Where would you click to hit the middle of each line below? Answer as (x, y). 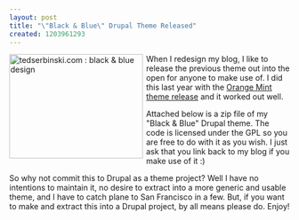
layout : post (33, 17)
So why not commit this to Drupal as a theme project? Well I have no (134, 178)
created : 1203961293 (48, 34)
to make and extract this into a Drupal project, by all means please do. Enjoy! (149, 207)
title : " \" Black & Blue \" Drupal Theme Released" (103, 26)
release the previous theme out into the (218, 68)
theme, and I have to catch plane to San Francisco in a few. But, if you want (147, 197)
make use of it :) (176, 161)
